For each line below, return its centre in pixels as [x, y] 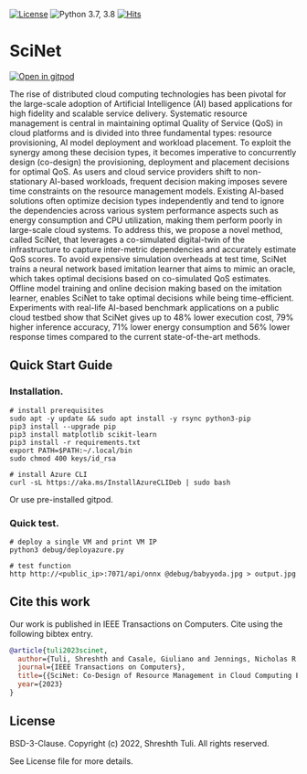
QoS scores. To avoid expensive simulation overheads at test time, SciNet [148, 259]
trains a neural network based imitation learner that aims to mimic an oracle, [153, 269]
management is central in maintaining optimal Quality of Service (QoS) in [146, 122]
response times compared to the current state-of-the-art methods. [135, 336]
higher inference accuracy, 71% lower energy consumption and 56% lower [150, 327]
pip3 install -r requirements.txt [75, 442]
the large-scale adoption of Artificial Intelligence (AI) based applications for [151, 103]
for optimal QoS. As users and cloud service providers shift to [126, 171]
